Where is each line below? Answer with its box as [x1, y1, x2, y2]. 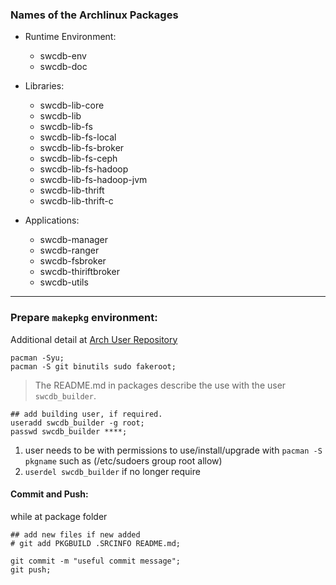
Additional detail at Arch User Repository [10, 333, 178, 345]
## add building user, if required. [10, 409, 163, 419]
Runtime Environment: [24, 31, 117, 43]
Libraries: [24, 80, 65, 92]
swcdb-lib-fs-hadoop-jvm [39, 174, 148, 186]
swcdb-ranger [39, 244, 100, 257]
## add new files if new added [10, 529, 141, 540]
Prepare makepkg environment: [10, 311, 158, 325]
